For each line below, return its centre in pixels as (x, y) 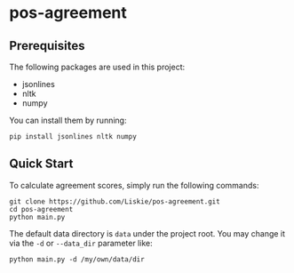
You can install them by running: (68, 120)
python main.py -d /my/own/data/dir (77, 259)
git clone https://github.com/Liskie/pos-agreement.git (115, 201)
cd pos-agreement (41, 209)
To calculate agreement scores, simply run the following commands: (134, 185)
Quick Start (41, 164)
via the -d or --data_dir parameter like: (81, 243)
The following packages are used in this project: (97, 67)
